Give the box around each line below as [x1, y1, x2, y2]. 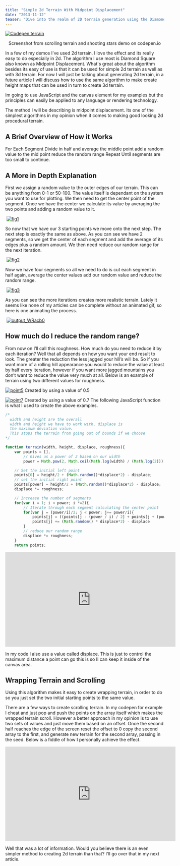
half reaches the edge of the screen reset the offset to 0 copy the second [5, 726, 158, 732]
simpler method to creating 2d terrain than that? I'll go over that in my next [5, 851, 160, 857]
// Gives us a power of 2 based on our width [23, 454, 121, 459]
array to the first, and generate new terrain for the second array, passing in [5, 731, 161, 737]
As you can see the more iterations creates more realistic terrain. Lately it [5, 297, 157, 303]
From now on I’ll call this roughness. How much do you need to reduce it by [5, 345, 162, 351]
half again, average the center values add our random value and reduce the [5, 272, 162, 278]
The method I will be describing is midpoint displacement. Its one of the [5, 107, 154, 113]
